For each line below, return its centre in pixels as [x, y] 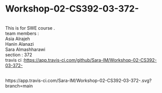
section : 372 [19, 55]
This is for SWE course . [30, 28]
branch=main [19, 85]
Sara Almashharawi [25, 49]
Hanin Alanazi [20, 44]
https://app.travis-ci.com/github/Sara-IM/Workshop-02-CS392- [90, 60]
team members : [22, 33]
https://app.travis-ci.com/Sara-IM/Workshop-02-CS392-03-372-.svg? [78, 80]
